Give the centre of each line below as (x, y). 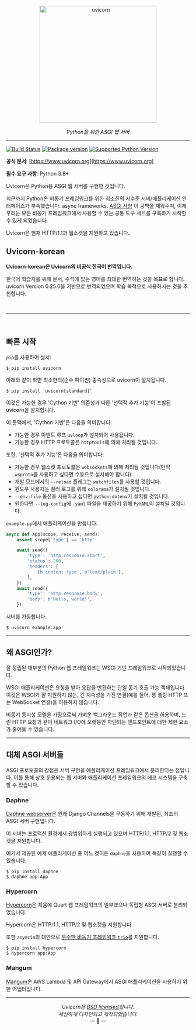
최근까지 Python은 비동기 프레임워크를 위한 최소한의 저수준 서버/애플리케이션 (93, 198)
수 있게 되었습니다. (27, 220)
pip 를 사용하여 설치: (29, 357)
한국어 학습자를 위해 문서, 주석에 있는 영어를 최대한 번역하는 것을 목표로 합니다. (95, 279)
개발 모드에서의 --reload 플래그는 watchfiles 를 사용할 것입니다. (88, 481)
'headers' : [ (43, 566)
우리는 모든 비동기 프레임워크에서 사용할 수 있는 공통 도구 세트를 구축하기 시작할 (96, 213)
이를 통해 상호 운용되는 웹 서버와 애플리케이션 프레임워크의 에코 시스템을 (95, 777)
